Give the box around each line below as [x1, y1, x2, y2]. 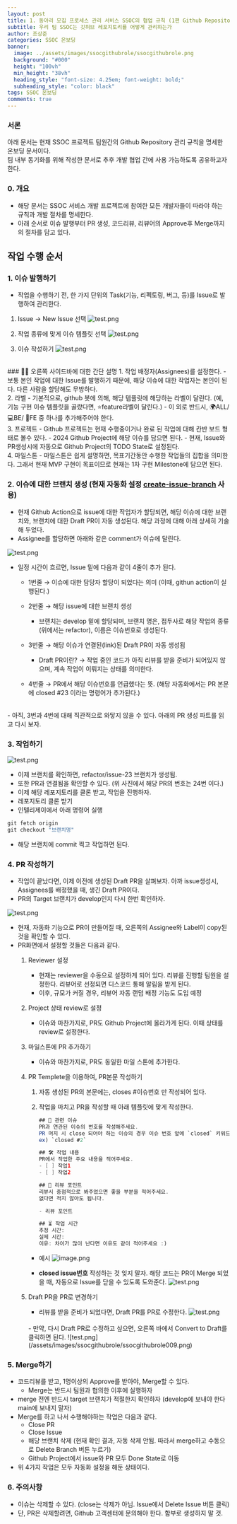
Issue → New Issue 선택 [17, 315, 87, 323]
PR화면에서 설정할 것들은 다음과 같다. [17, 941, 120, 949]
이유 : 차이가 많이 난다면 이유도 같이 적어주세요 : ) [38, 1240, 167, 1247]
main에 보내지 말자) [17, 1404, 72, 1412]
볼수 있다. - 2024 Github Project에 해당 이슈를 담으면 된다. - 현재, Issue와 [20, 434, 226, 442]
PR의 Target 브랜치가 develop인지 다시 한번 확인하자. [17, 894, 166, 902]
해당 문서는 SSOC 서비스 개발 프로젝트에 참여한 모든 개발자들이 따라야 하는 [17, 201, 224, 209]
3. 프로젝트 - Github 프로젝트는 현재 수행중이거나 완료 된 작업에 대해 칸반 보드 [7, 425, 221, 434]
